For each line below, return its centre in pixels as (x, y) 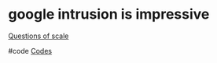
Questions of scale (39, 36)
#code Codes (30, 51)
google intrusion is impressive (109, 14)
